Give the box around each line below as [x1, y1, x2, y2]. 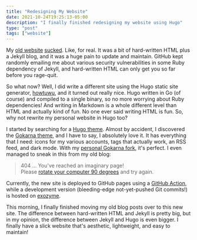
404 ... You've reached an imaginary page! [20, 162, 125, 169]
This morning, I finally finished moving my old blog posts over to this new [6, 204, 183, 211]
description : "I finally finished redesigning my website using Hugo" [6, 19, 183, 25]
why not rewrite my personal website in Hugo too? [6, 114, 128, 121]
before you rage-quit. [6, 72, 58, 79]
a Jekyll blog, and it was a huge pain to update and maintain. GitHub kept [6, 53, 183, 60]
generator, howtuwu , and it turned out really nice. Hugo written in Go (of [6, 89, 181, 96]
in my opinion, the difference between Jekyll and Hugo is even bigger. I [6, 216, 179, 224]
